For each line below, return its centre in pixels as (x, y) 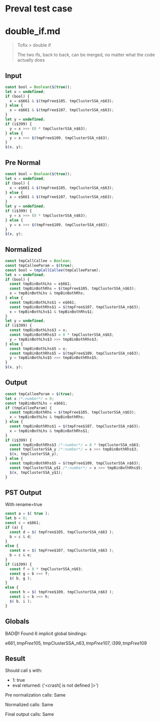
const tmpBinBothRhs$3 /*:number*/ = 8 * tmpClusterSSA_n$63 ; (75, 445)
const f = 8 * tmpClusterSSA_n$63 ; (46, 569)
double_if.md (33, 32)
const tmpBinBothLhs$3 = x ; (39, 330)
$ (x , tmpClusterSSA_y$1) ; (36, 472)
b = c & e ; (21, 555)
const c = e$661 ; (23, 523)
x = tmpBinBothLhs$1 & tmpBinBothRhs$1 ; (52, 312)
